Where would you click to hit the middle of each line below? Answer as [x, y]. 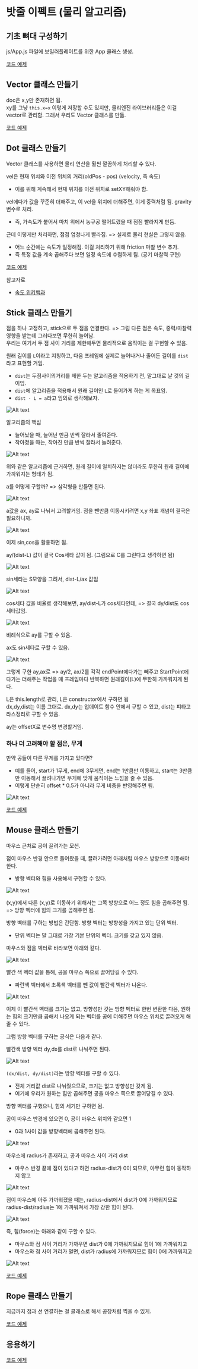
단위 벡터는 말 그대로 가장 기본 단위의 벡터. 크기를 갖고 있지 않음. [89, 935]
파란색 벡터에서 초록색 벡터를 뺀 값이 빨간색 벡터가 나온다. [81, 985]
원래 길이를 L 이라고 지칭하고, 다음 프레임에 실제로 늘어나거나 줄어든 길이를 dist [97, 356]
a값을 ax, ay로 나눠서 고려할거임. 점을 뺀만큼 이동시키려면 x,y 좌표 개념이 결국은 [98, 511]
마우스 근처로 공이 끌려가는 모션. [44, 845]
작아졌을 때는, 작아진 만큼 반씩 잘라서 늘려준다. [68, 442]
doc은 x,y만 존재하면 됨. [34, 100]
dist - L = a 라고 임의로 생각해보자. [57, 398]
